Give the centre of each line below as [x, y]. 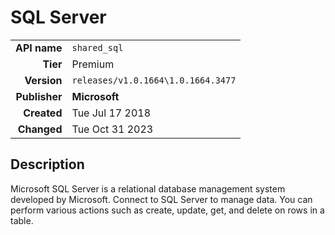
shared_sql [97, 47]
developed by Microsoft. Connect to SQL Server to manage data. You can [161, 199]
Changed [40, 129]
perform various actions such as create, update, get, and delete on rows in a [167, 210]
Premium [93, 64]
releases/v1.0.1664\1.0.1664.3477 [154, 80]
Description [47, 164]
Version [43, 80]
